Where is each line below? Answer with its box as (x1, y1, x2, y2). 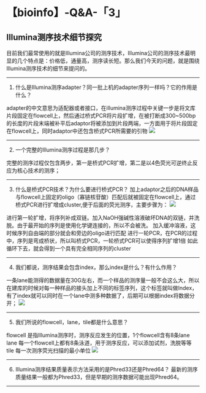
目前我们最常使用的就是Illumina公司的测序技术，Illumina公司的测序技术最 (6, 50, 191, 56)
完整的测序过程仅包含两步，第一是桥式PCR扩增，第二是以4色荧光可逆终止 (6, 159, 193, 166)
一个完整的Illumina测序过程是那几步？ (15, 146, 110, 154)
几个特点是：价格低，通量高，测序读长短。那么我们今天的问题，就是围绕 (17, 57, 200, 64)
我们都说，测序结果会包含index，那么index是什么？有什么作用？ (15, 263, 178, 271)
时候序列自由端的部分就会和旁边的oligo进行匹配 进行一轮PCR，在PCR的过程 (6, 230, 198, 236)
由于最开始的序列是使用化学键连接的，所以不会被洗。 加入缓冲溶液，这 (17, 222, 196, 229)
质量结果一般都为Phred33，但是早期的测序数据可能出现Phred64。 (15, 373, 183, 381)
